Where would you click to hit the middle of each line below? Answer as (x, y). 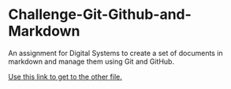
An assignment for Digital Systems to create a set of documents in (115, 53)
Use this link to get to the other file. (65, 76)
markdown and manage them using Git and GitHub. (91, 61)
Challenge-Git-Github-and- (100, 15)
